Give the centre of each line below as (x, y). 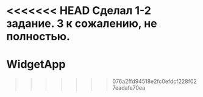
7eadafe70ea (129, 88)
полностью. (38, 37)
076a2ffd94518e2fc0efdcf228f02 (155, 81)
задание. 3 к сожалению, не (82, 23)
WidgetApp (36, 64)
